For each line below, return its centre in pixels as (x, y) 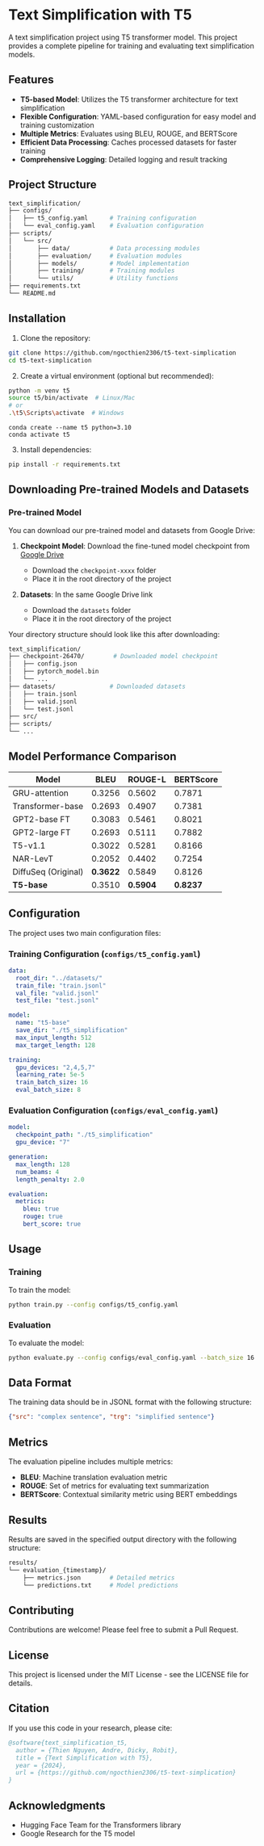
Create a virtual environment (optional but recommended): (117, 375)
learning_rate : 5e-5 (50, 1075)
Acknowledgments (57, 1805)
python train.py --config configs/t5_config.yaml (94, 1305)
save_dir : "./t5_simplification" (72, 1030)
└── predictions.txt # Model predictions (101, 1585)
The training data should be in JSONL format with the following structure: (130, 1402)
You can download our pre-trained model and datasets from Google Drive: (132, 530)
